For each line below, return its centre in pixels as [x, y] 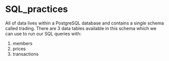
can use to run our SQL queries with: [43, 33]
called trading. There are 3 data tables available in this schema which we [81, 28]
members [22, 43]
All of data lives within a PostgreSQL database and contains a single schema [84, 23]
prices [19, 48]
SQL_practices [37, 9]
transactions [25, 54]
